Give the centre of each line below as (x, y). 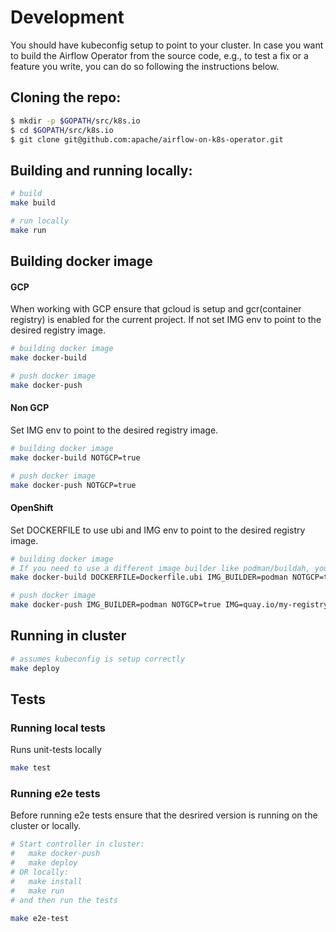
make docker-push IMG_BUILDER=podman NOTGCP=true (116, 605)
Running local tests (58, 728)
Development (67, 17)
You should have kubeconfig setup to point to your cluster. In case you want (167, 45)
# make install (46, 881)
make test (31, 768)
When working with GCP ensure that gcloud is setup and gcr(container (156, 309)
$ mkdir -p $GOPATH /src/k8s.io (75, 121)
